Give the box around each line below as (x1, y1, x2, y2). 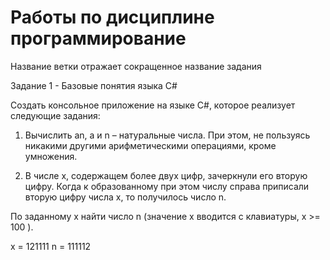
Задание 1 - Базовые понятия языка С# (10, 79, 178, 91)
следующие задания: (10, 109, 101, 121)
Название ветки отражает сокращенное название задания (10, 60, 262, 72)
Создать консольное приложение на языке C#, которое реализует (10, 99, 296, 111)
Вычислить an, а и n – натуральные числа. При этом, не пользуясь (24, 129, 311, 141)
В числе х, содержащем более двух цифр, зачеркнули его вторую (24, 169, 308, 181)
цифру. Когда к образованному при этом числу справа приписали (24, 180, 310, 192)
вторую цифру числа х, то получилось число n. (24, 191, 227, 203)
